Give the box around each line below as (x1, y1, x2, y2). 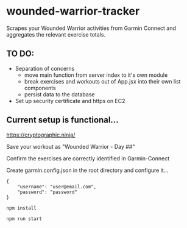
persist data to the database (24, 90, 95, 98)
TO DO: (6, 49, 35, 59)
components (24, 84, 56, 91)
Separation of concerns (15, 65, 75, 72)
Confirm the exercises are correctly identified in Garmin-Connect (6, 154, 169, 162)
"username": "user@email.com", (17, 183, 97, 190)
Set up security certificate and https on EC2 (15, 97, 126, 104)
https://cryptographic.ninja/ (6, 131, 76, 138)
